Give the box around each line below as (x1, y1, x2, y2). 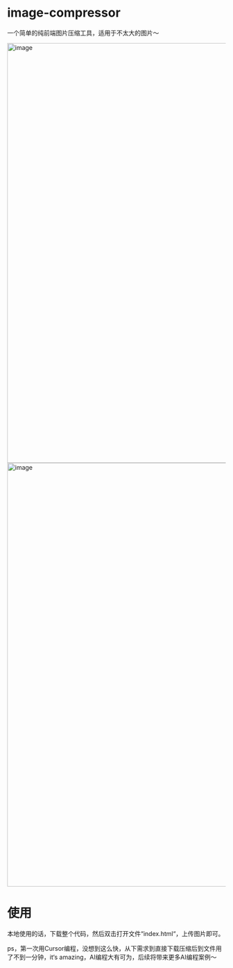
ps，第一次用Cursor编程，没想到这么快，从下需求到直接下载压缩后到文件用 (7, 944, 222, 952)
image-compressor (7, 5, 121, 21)
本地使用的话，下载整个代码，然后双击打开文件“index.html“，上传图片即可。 (7, 929, 225, 937)
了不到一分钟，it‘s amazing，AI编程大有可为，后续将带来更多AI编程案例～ (7, 953, 217, 961)
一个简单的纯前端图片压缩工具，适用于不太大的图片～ (7, 28, 159, 37)
